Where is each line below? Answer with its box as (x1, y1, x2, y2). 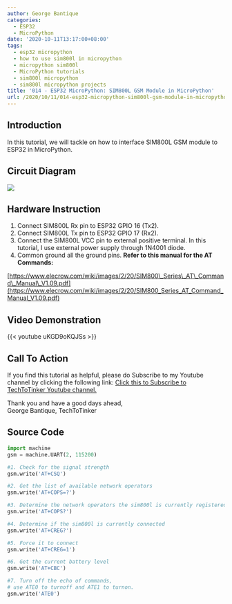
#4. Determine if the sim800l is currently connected (7, 520, 166, 527)
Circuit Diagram (7, 166, 76, 177)
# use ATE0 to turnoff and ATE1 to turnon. (7, 584, 135, 591)
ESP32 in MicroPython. (7, 145, 73, 153)
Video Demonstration (7, 314, 101, 326)
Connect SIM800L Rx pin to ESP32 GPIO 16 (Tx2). (17, 222, 159, 230)
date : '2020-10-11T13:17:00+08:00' (7, 36, 110, 43)
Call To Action (7, 353, 69, 364)
